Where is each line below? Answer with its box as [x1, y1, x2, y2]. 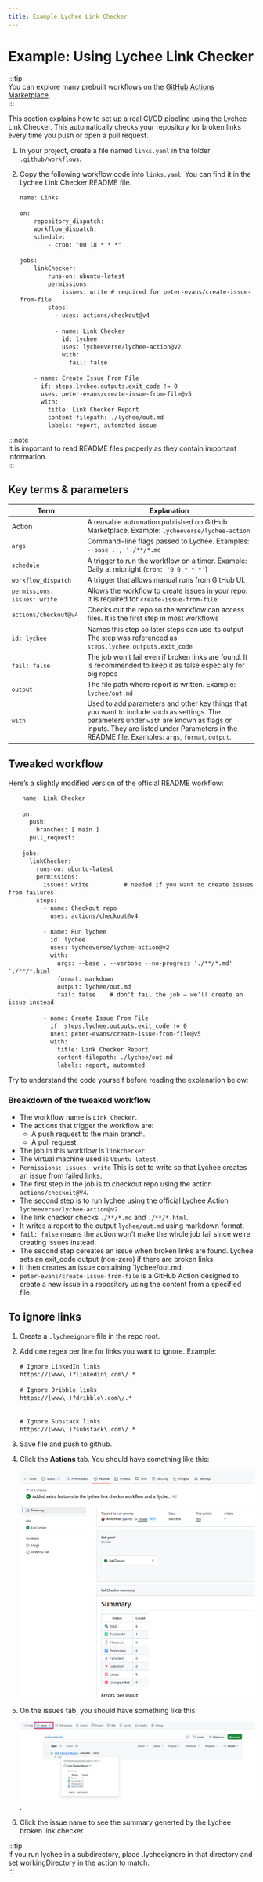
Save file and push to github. [19, 1439, 112, 1449]
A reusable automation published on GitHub [87, 517, 228, 527]
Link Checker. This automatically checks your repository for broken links [8, 122, 241, 131]
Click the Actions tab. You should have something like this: [19, 1454, 210, 1464]
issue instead [8, 998, 55, 1007]
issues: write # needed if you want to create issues [42, 880, 254, 889]
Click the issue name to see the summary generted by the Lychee [19, 1818, 232, 1827]
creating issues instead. [19, 1237, 96, 1247]
